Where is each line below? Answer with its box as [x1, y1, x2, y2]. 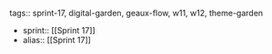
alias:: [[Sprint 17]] [22, 35, 91, 45]
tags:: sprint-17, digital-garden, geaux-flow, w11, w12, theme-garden [9, 8, 264, 18]
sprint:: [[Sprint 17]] [22, 25, 96, 35]
